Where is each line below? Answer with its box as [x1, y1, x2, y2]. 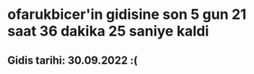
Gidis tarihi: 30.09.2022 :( [7, 54, 138, 67]
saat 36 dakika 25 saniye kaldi [7, 22, 210, 40]
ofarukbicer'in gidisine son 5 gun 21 [7, 6, 247, 24]
